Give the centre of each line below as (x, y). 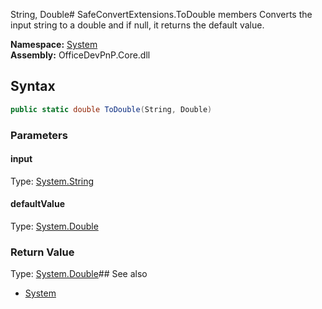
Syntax (33, 86)
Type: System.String (52, 181)
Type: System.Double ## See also (79, 274)
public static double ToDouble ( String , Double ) (111, 109)
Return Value (42, 252)
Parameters (39, 135)
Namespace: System (54, 44)
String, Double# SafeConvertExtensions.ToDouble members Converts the (161, 14)
